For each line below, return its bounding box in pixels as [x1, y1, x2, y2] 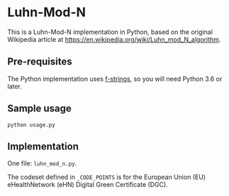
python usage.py [7, 121, 55, 128]
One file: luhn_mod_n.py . [7, 159, 77, 168]
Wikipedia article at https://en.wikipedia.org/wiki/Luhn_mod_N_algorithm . [7, 35, 221, 43]
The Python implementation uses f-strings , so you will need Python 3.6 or [7, 74, 223, 83]
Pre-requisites [7, 56, 72, 68]
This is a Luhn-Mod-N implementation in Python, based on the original [7, 28, 213, 36]
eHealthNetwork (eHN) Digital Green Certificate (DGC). [7, 180, 168, 189]
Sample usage [7, 103, 72, 115]
